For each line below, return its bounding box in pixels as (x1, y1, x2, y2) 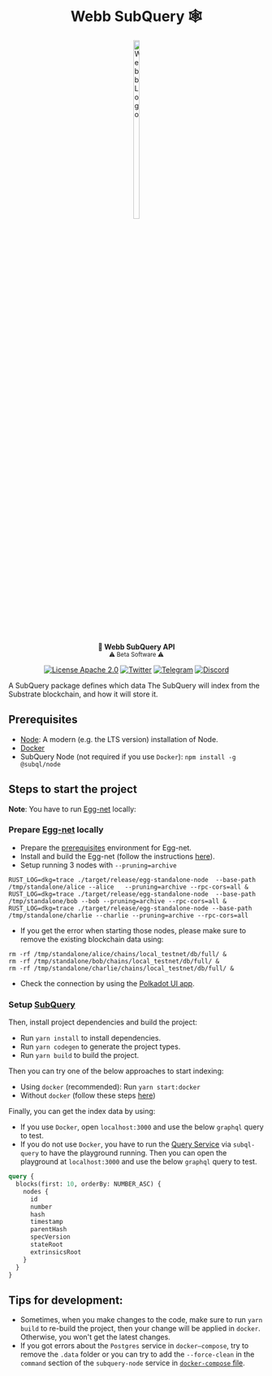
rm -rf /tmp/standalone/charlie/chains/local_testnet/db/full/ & (8, 964, 234, 972)
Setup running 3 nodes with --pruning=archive (19, 860, 177, 870)
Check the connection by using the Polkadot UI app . (19, 978, 195, 988)
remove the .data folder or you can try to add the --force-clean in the (19, 1349, 255, 1360)
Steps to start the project (8, 783, 138, 797)
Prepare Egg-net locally (8, 824, 104, 836)
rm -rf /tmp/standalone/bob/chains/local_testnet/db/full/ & (8, 957, 220, 965)
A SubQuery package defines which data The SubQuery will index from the (8, 680, 260, 690)
